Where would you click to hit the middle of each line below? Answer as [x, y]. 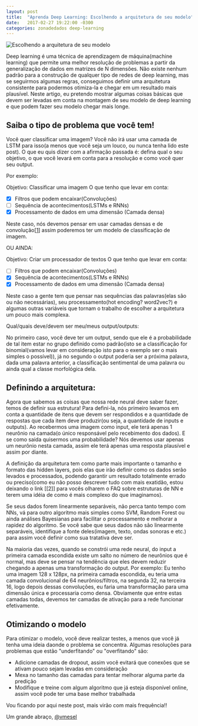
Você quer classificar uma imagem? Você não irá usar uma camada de [92, 139]
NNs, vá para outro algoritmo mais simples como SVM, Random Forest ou [95, 513]
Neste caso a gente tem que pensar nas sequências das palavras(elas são [96, 296]
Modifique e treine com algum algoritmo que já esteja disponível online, [101, 688]
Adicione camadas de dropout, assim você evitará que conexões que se [102, 663]
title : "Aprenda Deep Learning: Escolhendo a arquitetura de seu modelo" [100, 17]
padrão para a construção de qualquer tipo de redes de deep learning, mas [98, 75]
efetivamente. [23, 605]
